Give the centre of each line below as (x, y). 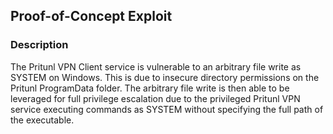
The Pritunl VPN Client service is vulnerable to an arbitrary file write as (156, 66)
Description (39, 45)
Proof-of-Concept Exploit (91, 16)
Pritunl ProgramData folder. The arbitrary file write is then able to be (150, 88)
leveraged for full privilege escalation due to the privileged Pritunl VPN (155, 98)
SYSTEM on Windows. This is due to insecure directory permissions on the (165, 77)
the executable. (42, 120)
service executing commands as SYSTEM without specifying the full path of (167, 109)
